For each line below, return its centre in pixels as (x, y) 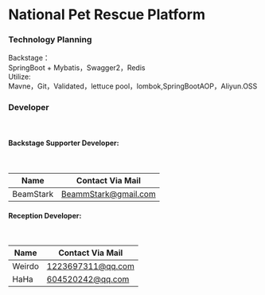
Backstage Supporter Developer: (64, 143)
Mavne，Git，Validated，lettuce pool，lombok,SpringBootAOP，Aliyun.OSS (133, 86)
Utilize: (19, 77)
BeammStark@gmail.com (109, 194)
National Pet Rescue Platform (107, 15)
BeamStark (33, 194)
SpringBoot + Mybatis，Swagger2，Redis (77, 68)
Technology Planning (50, 40)
